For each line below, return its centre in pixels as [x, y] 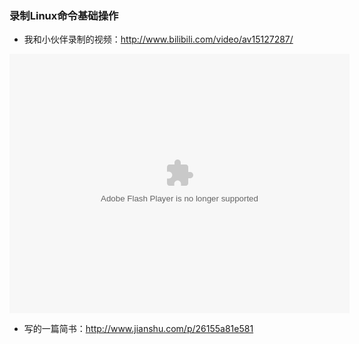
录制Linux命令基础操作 [64, 15]
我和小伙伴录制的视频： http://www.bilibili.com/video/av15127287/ [158, 39]
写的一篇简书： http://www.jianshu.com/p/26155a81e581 [138, 329]
